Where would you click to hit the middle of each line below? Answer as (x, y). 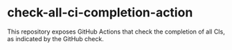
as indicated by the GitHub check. (55, 38)
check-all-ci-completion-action (100, 13)
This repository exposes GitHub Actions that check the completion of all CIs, (116, 32)
